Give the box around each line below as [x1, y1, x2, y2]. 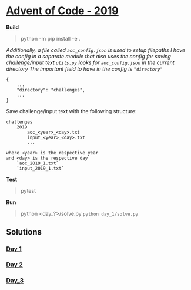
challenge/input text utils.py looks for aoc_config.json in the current [6, 59, 175, 66]
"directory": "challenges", [16, 87, 85, 93]
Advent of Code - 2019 [6, 4, 119, 18]
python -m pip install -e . [20, 35, 81, 42]
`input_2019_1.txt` [16, 165, 65, 172]
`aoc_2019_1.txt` [16, 160, 59, 166]
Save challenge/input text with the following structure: [6, 107, 137, 114]
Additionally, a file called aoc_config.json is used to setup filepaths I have [6, 46, 186, 54]
